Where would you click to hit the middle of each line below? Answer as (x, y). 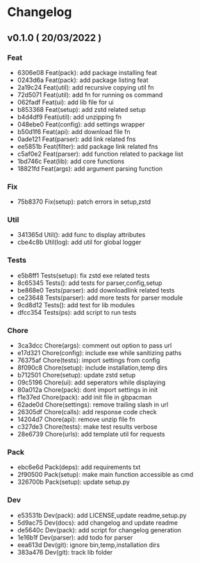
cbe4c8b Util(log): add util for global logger (79, 242)
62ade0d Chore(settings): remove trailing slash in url (93, 405)
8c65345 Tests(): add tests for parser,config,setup (90, 283)
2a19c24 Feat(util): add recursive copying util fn (85, 87)
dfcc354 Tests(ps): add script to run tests (77, 312)
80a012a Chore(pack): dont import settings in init (87, 390)
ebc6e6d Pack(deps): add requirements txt (79, 467)
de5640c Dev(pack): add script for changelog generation (99, 530)
